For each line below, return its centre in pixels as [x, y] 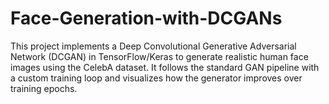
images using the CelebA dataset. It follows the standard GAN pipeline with [165, 67]
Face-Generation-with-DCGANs [146, 18]
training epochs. [44, 88]
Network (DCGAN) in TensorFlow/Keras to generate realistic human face [159, 56]
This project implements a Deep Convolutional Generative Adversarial [153, 46]
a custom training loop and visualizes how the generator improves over [156, 78]
